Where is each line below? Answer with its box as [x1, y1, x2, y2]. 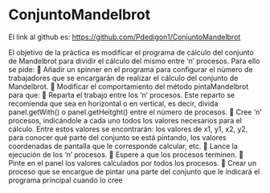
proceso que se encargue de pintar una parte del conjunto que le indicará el [8, 167, 260, 176]
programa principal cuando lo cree [8, 175, 123, 185]
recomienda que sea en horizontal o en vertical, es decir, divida [8, 99, 219, 108]
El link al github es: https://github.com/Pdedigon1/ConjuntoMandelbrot [8, 32, 241, 42]
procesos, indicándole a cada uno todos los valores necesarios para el [8, 115, 243, 125]
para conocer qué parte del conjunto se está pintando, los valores [8, 132, 227, 142]
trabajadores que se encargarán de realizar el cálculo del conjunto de [8, 73, 239, 82]
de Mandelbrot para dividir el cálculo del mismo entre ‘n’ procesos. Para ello [8, 56, 260, 66]
